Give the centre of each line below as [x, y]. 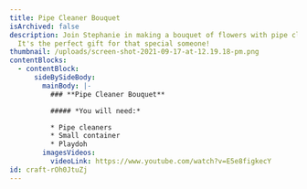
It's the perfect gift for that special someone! [114, 43]
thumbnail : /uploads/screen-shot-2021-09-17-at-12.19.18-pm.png [134, 52]
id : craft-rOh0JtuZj [49, 170]
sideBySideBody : [64, 78]
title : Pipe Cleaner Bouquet [65, 18]
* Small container [85, 136]
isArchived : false [44, 26]
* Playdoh [69, 144]
